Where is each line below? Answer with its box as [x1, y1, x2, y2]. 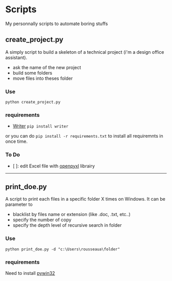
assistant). [5, 54, 27, 60]
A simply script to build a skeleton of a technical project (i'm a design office [5, 49, 165, 55]
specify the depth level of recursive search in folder [12, 222, 122, 228]
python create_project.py [5, 100, 60, 105]
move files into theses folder [12, 75, 73, 81]
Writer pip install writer [12, 123, 69, 129]
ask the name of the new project [12, 64, 81, 70]
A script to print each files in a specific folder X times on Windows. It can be [5, 196, 165, 202]
